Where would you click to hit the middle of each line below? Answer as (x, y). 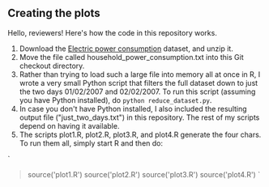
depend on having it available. (69, 125)
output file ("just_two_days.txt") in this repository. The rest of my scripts (139, 117)
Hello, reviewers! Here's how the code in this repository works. (113, 32)
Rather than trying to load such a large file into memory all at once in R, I (140, 74)
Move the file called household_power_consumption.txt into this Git (131, 57)
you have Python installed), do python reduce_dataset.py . (115, 100)
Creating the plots (54, 13)
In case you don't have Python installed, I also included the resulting (133, 108)
